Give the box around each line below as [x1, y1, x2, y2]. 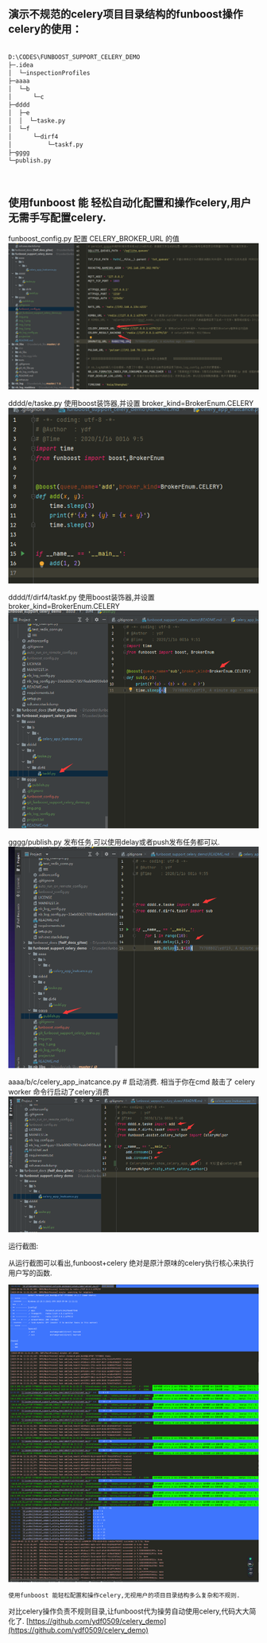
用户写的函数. [8, 1268, 53, 1278]
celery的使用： [8, 22, 83, 36]
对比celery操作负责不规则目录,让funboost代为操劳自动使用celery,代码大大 [8, 1606, 250, 1616]
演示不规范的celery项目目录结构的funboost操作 [8, 7, 244, 21]
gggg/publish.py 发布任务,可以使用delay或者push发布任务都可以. [8, 837, 220, 846]
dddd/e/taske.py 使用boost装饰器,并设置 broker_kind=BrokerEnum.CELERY [8, 398, 254, 408]
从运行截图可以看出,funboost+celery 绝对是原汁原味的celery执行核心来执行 [8, 1259, 254, 1268]
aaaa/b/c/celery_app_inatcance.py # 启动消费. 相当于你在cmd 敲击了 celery [8, 1077, 256, 1087]
